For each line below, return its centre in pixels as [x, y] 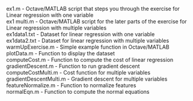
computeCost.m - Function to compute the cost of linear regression [90, 60]
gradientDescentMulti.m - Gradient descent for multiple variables [87, 79]
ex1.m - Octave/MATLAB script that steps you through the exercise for [93, 9]
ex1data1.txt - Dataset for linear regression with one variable [81, 34]
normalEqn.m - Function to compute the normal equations [78, 92]
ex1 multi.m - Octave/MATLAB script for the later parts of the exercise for [97, 21]
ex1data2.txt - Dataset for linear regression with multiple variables [88, 41]
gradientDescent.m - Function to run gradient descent [73, 66]
